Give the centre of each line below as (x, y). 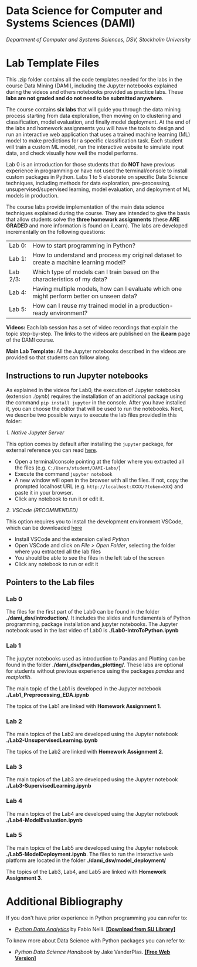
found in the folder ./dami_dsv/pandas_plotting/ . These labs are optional (95, 665)
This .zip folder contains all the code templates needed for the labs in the (94, 79)
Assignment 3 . (24, 878)
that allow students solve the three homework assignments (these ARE (93, 219)
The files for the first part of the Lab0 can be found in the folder (83, 612)
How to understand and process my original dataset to (107, 255)
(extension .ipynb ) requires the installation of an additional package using (95, 396)
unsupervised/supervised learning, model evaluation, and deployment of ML (98, 189)
